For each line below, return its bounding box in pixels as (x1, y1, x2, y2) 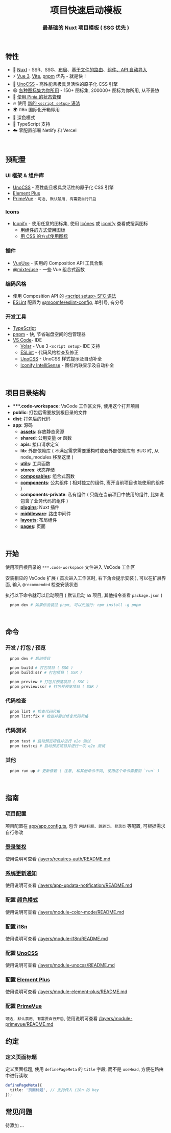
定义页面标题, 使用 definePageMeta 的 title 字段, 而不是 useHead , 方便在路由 (5, 1066, 164, 1072)
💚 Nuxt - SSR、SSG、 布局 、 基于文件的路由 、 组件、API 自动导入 (12, 67, 148, 73)
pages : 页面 (20, 523, 46, 529)
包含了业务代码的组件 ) (20, 497, 68, 503)
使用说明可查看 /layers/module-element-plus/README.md (5, 989, 128, 995)
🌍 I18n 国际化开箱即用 (12, 107, 60, 113)
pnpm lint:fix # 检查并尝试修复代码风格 (10, 713, 88, 719)
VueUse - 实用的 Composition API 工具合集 (12, 260, 103, 266)
